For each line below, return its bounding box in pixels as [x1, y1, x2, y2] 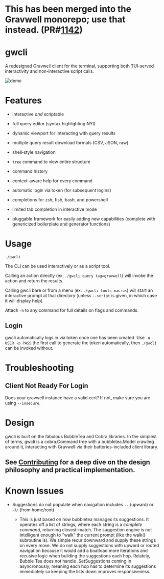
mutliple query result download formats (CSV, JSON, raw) [12, 140, 129, 146]
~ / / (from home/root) [12, 507, 55, 513]
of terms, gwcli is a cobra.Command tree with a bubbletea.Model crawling [5, 439, 154, 444]
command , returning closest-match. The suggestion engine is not [19, 527, 152, 533]
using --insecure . [5, 400, 41, 406]
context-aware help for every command [12, 178, 93, 184]
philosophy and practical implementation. [5, 466, 136, 474]
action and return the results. [5, 278, 64, 283]
